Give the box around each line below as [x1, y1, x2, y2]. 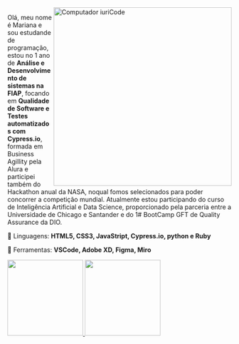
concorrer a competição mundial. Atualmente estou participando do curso [7, 196, 225, 203]
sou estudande [7, 29, 51, 36]
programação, [7, 44, 49, 52]
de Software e [7, 104, 50, 113]
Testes [7, 112, 28, 120]
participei [7, 173, 36, 181]
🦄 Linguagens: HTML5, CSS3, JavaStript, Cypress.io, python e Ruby [7, 232, 211, 240]
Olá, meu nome [7, 14, 52, 21]
